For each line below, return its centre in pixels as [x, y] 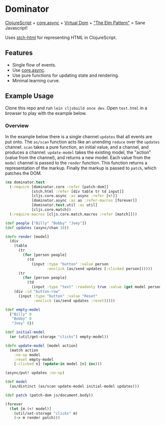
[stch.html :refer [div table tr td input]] [78, 191]
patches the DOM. [24, 173]
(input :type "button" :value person [70, 264]
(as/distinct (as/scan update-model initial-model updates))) [74, 387]
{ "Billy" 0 [21, 314]
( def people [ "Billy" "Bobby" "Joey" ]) [46, 223]
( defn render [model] [27, 237]
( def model [16, 382]
